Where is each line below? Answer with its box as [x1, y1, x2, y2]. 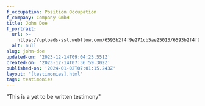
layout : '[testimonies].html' [6, 71, 84, 77]
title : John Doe [6, 20, 48, 26]
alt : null [12, 43, 37, 49]
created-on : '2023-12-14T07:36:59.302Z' [6, 59, 111, 65]
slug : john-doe [6, 48, 45, 55]
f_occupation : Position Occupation [6, 8, 97, 15]
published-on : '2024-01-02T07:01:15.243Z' [6, 65, 116, 71]
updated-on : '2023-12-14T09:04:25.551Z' [6, 54, 111, 60]
